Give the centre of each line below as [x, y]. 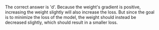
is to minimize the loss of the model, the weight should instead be [71, 17]
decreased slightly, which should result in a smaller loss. [62, 22]
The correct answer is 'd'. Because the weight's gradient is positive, [73, 7]
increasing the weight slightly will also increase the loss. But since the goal [80, 12]
